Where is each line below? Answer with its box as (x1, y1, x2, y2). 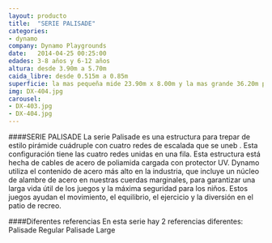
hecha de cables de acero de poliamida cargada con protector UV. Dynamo (8, 158, 260, 167)
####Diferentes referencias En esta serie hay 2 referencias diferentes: (8, 216, 244, 226)
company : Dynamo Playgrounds (8, 42, 107, 50)
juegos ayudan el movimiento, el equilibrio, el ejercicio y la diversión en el (8, 192, 253, 202)
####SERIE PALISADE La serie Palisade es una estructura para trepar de (8, 132, 251, 142)
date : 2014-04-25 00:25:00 (8, 49, 107, 58)
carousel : (8, 95, 42, 103)
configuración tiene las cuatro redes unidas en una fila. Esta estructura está (8, 149, 261, 159)
